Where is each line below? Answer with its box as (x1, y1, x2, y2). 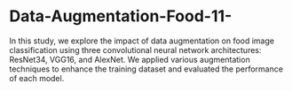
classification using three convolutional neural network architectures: (9, 44, 262, 55)
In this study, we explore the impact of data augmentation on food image (9, 35, 275, 46)
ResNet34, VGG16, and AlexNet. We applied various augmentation (9, 54, 250, 64)
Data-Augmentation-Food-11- (9, 6, 233, 27)
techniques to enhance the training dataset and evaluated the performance (9, 64, 284, 74)
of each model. (9, 72, 65, 83)
